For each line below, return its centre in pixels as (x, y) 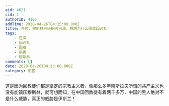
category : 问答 (20, 71)
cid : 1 (12, 15)
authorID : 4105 (21, 19)
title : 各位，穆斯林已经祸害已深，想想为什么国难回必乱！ (58, 29)
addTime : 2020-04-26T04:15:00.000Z (43, 24)
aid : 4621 (16, 10)
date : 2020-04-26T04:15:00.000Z (39, 66)
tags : (11, 33)
